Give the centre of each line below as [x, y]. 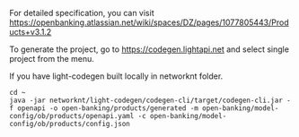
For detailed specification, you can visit [82, 13]
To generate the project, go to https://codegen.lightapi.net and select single [149, 49]
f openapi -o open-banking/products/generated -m [104, 108]
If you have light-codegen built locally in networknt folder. [116, 76]
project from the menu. [52, 59]
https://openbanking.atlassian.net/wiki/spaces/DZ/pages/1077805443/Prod [149, 22]
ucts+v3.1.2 [31, 32]
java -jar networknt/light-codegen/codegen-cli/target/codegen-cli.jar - [150, 100]
